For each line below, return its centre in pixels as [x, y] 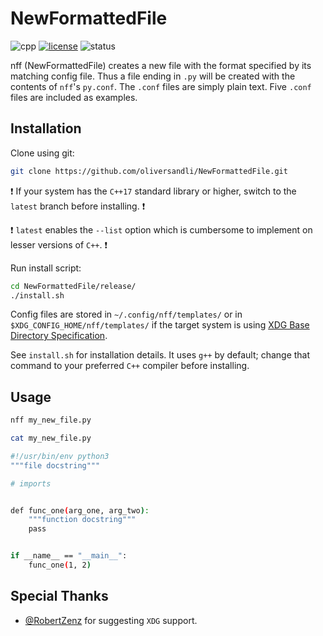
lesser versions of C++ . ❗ [59, 244]
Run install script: [46, 268]
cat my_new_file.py [51, 438]
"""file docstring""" [55, 465]
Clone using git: [42, 153]
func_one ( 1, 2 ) [60, 565]
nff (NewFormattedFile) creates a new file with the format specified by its [161, 65]
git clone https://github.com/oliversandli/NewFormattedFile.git [149, 171]
